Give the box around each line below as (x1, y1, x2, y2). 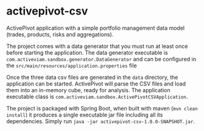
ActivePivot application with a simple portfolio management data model (6, 24, 185, 32)
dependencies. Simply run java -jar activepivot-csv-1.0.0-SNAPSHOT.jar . (6, 117, 195, 125)
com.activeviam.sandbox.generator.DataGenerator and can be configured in (6, 55, 197, 62)
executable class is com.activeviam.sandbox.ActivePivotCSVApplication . (6, 93, 188, 100)
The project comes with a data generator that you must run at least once (6, 42, 188, 50)
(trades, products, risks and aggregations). (6, 30, 114, 38)
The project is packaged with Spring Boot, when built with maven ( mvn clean (6, 104, 198, 112)
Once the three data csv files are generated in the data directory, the (6, 73, 178, 81)
